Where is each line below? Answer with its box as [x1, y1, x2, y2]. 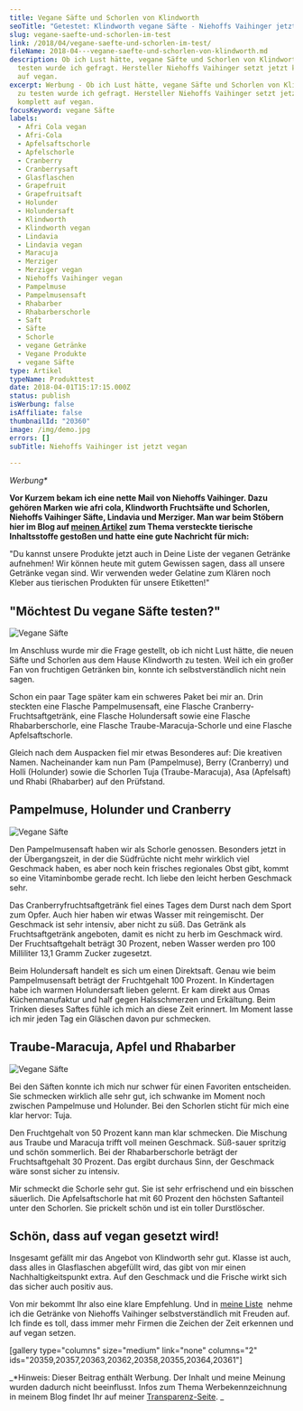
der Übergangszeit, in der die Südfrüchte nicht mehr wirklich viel [9, 853, 250, 864]
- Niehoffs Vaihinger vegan [17, 274, 124, 283]
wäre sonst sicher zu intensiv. [9, 1165, 120, 1176]
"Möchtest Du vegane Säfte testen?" [9, 603, 221, 619]
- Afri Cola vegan [17, 123, 87, 132]
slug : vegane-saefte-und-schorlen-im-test [9, 30, 171, 39]
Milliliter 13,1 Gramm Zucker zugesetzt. [9, 947, 152, 958]
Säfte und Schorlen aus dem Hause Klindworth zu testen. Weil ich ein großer [9, 654, 294, 665]
